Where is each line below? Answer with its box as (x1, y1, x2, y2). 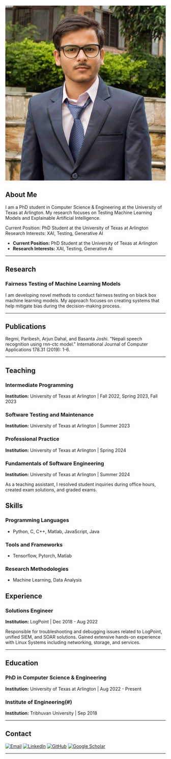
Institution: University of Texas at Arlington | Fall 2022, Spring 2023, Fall (5, 393, 158, 399)
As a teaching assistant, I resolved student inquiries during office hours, (5, 481, 156, 487)
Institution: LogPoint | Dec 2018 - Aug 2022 (5, 618, 98, 624)
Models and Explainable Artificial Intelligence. (5, 215, 101, 221)
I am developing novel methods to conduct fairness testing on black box (5, 292, 157, 298)
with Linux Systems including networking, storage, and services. (5, 639, 141, 645)
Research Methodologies (5, 565, 69, 572)
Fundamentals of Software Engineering (5, 460, 104, 467)
